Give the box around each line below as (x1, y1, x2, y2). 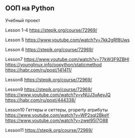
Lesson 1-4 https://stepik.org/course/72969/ (5, 27, 97, 33)
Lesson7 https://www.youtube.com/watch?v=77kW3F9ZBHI (5, 56, 129, 62)
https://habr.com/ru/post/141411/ (5, 67, 72, 73)
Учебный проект (5, 17, 40, 23)
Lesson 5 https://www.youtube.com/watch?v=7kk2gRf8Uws (5, 37, 130, 43)
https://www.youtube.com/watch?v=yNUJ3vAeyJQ (5, 91, 111, 97)
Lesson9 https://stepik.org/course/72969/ (5, 86, 92, 92)
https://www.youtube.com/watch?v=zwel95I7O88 (5, 117, 108, 123)
